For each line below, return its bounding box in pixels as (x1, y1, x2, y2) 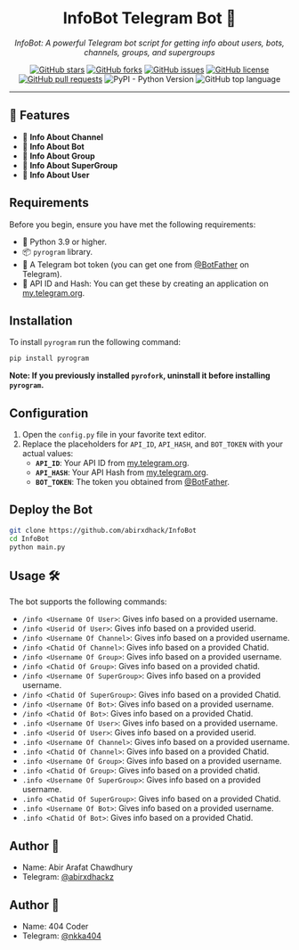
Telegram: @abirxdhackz (21, 872, 114, 882)
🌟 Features (9, 108, 70, 123)
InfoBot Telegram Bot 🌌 (62, 8, 237, 29)
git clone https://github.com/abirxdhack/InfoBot (9, 526, 198, 535)
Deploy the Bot (9, 503, 93, 518)
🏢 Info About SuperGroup (21, 160, 118, 170)
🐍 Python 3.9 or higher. (21, 236, 108, 247)
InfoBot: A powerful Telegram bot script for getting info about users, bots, (14, 37, 285, 48)
